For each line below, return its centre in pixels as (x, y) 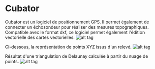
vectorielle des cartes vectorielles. (40, 37)
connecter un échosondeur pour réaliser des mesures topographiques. (77, 27)
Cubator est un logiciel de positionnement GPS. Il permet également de (77, 22)
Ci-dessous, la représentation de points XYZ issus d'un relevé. (68, 47)
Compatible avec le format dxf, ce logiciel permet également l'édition (75, 32)
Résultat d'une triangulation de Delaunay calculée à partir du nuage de (77, 56)
